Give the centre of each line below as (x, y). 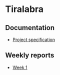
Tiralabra (24, 9)
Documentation (30, 28)
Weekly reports (30, 55)
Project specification (33, 39)
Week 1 (20, 67)
